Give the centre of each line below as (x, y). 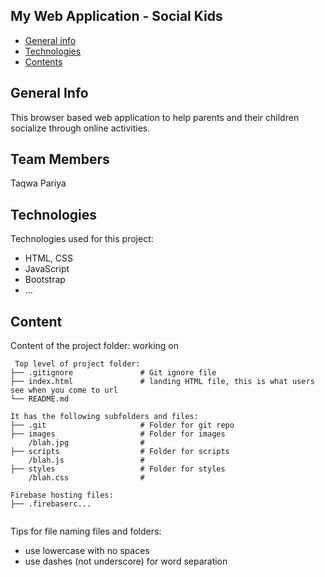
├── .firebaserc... (51, 504)
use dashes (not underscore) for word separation (126, 561)
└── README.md (40, 399)
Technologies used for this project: (82, 239)
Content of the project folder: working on (94, 346)
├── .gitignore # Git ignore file (113, 373)
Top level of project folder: (77, 364)
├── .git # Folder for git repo (122, 425)
